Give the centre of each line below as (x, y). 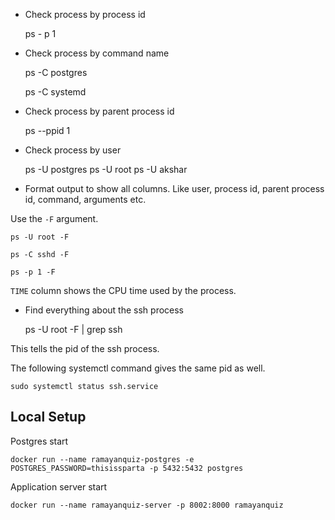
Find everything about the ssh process (104, 310)
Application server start (59, 486)
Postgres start (39, 441)
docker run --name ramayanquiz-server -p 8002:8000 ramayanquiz (147, 505)
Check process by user (73, 150)
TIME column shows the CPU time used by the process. (123, 290)
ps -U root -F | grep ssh (73, 329)
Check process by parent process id (99, 111)
